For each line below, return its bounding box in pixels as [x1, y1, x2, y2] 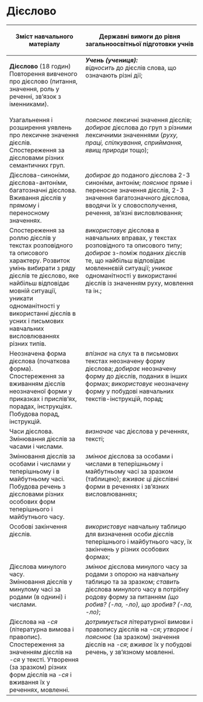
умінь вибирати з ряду [9, 264, 76, 272]
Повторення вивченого [9, 70, 77, 78]
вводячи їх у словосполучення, [85, 201, 178, 209]
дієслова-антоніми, [9, 178, 68, 187]
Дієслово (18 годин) [9, 62, 71, 70]
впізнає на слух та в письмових [85, 349, 179, 357]
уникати [9, 294, 33, 302]
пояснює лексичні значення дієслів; [85, 115, 192, 124]
